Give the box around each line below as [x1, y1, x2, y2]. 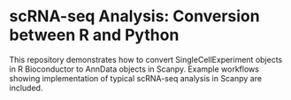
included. [9, 82, 43, 93]
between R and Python [9, 25, 180, 45]
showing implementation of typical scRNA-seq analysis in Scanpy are [9, 73, 263, 83]
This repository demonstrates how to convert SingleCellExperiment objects [9, 54, 283, 65]
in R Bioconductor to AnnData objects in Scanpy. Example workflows [9, 64, 259, 74]
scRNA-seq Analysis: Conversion [9, 6, 260, 27]
